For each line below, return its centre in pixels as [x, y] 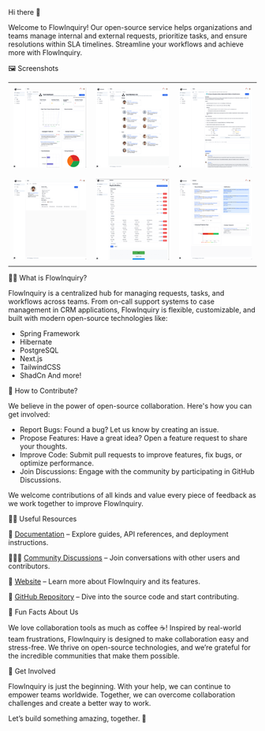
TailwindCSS [40, 367]
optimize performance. [57, 463]
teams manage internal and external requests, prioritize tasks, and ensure [128, 36]
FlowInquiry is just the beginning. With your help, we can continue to [119, 687]
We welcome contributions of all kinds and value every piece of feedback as [132, 495]
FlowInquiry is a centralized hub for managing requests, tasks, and [116, 293]
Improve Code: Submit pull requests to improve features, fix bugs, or [131, 455]
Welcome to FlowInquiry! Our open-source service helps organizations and [130, 27]
